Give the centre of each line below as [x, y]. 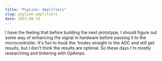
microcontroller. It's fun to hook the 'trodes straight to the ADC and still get [80, 43]
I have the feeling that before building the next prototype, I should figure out [81, 33]
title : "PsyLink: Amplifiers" [36, 10]
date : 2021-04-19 [23, 19]
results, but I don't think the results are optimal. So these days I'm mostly [78, 48]
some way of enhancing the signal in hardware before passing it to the [76, 38]
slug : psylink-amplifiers [31, 14]
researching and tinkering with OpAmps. [45, 53]
